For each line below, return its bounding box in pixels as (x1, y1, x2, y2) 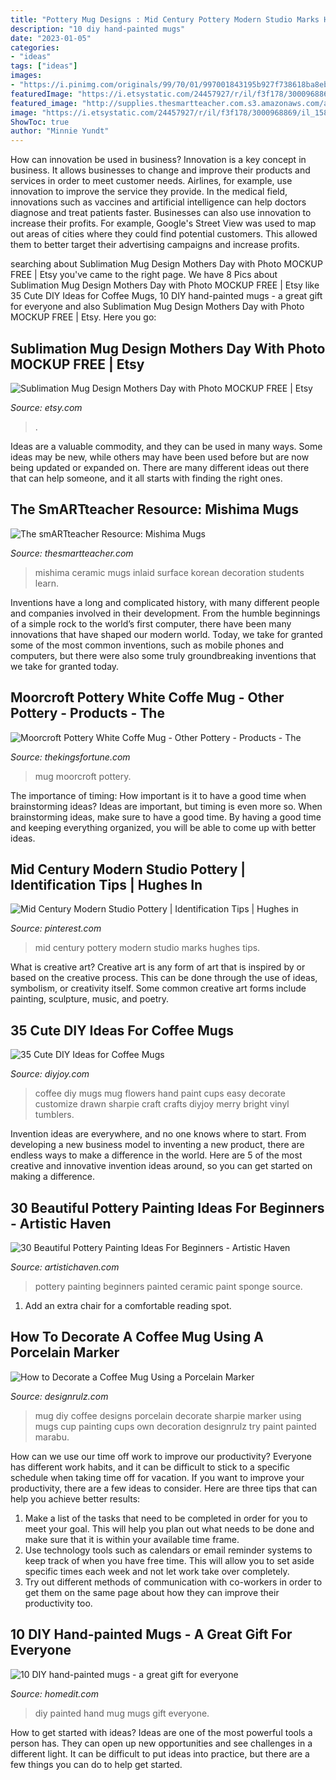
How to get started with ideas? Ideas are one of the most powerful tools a (10, 1726, 313, 1738)
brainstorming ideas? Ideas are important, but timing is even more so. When (10, 800, 323, 812)
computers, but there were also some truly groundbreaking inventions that (10, 649, 317, 661)
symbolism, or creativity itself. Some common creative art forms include (10, 982, 307, 995)
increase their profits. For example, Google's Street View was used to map (10, 217, 317, 230)
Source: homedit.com (10, 1687, 100, 1700)
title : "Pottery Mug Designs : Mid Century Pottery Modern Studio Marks (10, 14, 320, 25)
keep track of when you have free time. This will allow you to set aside (24, 1554, 315, 1566)
